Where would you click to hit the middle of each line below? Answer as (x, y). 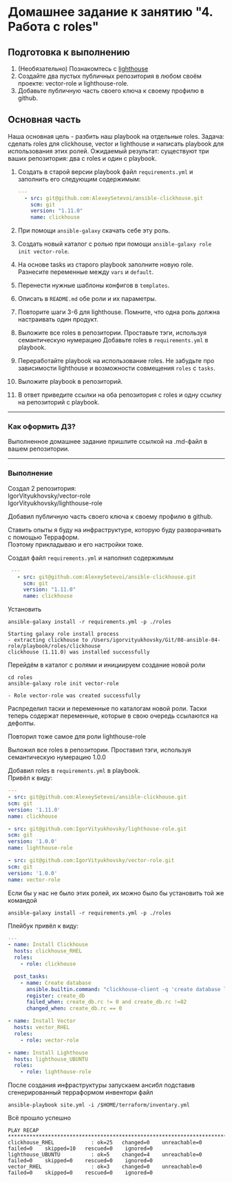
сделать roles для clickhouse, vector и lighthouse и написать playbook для (116, 144)
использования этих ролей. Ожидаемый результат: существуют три (108, 151)
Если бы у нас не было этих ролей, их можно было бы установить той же (116, 893)
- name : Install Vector (42, 1021)
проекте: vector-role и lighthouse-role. (73, 83)
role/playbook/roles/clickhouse (54, 646)
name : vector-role (34, 880)
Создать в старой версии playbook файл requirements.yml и (105, 172)
